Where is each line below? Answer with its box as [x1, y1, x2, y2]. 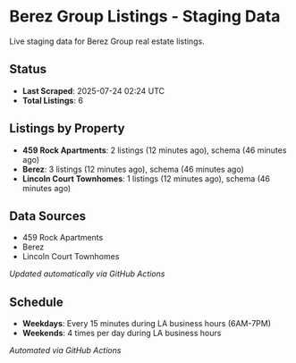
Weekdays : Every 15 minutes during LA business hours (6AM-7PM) [21, 318, 271, 329]
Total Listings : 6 [21, 95, 83, 106]
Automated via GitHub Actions [9, 345, 122, 356]
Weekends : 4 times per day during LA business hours [21, 328, 222, 339]
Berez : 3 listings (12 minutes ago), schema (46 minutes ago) [21, 164, 244, 174]
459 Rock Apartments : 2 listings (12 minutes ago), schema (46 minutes [21, 145, 287, 156]
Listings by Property [9, 121, 125, 136]
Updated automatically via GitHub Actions [9, 268, 165, 279]
